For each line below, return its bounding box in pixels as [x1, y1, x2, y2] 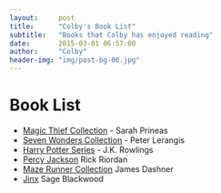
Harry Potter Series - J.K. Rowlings [22, 144, 154, 155]
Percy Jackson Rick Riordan [22, 154, 128, 165]
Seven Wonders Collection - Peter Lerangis [22, 134, 185, 146]
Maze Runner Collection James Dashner [22, 163, 175, 174]
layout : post [9, 13, 75, 23]
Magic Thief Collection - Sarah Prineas [22, 125, 168, 136]
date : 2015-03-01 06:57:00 [9, 38, 136, 48]
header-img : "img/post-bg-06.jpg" [9, 56, 141, 65]
